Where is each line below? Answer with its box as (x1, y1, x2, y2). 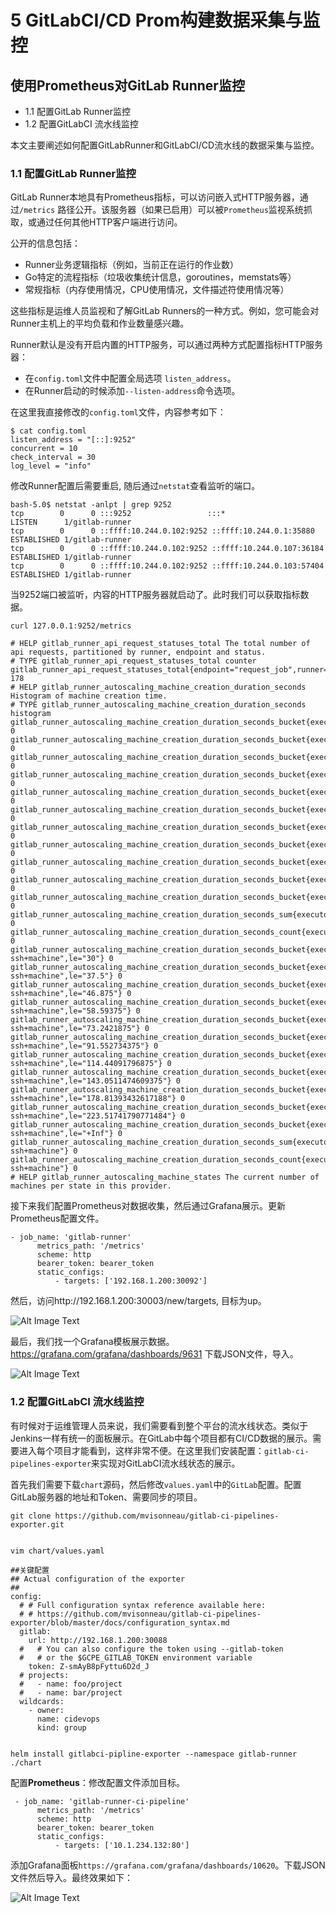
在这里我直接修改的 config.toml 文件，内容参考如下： (10, 406, 227, 418)
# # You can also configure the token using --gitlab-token (19, 1644, 284, 1654)
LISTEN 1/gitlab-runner (10, 517, 132, 528)
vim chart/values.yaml (10, 1546, 105, 1556)
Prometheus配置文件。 (10, 1212, 105, 1225)
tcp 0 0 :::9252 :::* (10, 509, 226, 519)
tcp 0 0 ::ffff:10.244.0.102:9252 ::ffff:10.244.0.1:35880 (10, 526, 315, 536)
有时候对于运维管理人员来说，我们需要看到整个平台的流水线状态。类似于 (10, 1419, 308, 1431)
